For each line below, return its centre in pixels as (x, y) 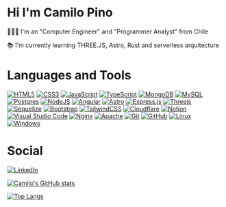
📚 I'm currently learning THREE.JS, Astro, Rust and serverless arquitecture (113, 45)
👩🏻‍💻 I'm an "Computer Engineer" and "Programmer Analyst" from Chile (108, 31)
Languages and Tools (69, 75)
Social (25, 151)
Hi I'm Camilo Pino (60, 13)
